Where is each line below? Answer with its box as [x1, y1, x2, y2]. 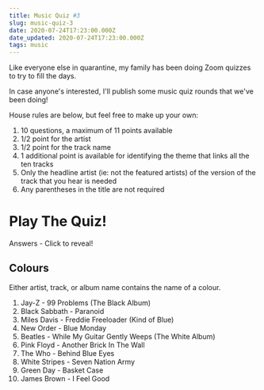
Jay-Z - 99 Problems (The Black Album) [20, 298, 151, 308]
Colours [9, 262, 50, 275]
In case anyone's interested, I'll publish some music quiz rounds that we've [9, 86, 254, 96]
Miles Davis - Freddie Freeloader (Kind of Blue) [20, 315, 174, 324]
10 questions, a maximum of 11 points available [20, 126, 173, 136]
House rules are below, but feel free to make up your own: [9, 110, 199, 120]
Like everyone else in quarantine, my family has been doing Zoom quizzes [9, 63, 251, 72]
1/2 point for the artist [20, 134, 91, 143]
